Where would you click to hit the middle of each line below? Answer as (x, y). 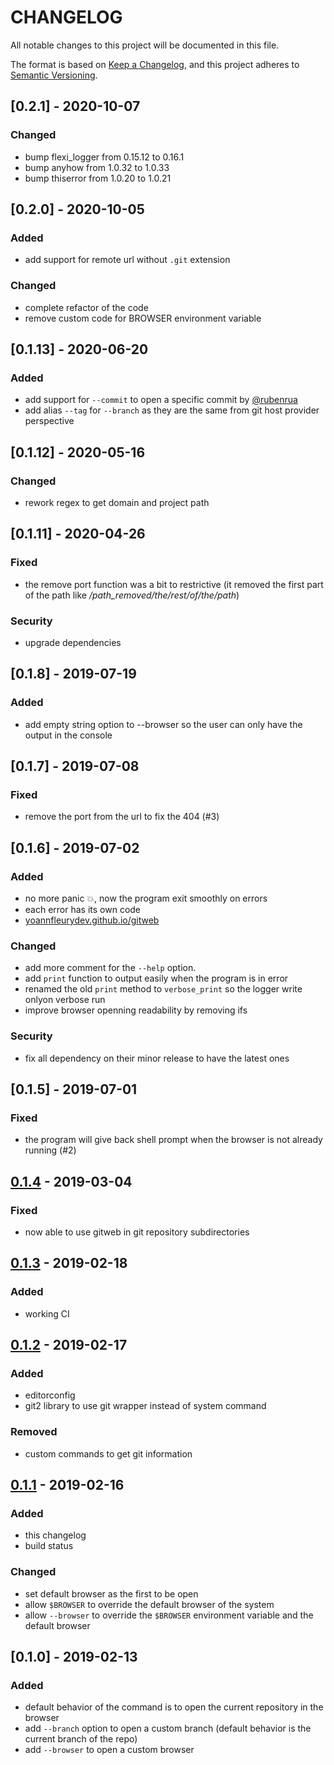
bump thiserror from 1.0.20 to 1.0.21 (98, 178)
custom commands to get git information (108, 1453)
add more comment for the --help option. (110, 968)
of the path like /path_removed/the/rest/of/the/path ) (132, 595)
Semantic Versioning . (54, 75)
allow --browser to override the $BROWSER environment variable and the (169, 1615)
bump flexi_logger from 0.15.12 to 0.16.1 (104, 157)
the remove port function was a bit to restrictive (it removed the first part (174, 584)
